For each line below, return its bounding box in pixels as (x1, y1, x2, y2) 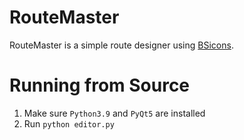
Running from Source (9, 74, 191, 97)
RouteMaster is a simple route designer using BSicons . (9, 39, 234, 51)
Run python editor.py (23, 117, 115, 130)
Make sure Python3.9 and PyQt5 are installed (23, 107, 206, 119)
